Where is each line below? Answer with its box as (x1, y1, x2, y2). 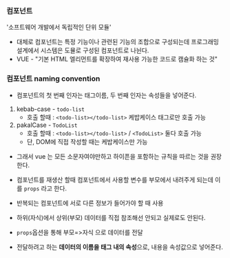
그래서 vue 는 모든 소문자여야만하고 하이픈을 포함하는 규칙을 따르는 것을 (16, 152, 209, 160)
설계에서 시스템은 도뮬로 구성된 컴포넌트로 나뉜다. (16, 46, 149, 54)
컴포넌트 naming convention (6, 74, 101, 83)
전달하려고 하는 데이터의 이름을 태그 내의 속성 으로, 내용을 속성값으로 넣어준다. (16, 243, 223, 251)
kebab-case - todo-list (16, 105, 85, 113)
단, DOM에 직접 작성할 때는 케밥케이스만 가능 (26, 137, 148, 146)
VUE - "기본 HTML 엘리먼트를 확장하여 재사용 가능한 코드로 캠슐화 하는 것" (16, 55, 218, 63)
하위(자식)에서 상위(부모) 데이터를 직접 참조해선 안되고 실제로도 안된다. (16, 213, 206, 221)
